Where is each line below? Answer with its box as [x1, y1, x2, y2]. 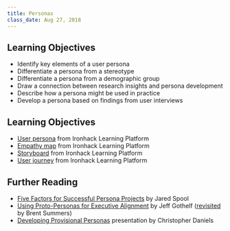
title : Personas [7, 10, 54, 17]
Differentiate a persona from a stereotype [16, 67, 135, 75]
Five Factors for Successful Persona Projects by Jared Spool [16, 194, 189, 202]
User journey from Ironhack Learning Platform [16, 156, 148, 165]
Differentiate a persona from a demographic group [16, 75, 160, 83]
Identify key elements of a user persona [16, 60, 130, 69]
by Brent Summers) [16, 208, 72, 217]
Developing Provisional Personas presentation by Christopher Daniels [16, 216, 214, 224]
